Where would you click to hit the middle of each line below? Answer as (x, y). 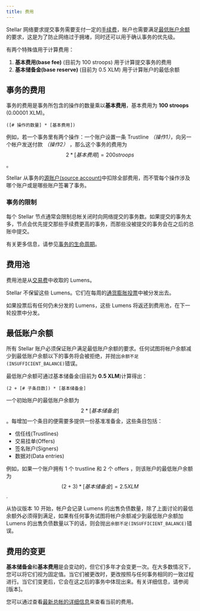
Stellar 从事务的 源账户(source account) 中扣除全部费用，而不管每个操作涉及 (98, 178)
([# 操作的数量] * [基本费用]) (41, 126)
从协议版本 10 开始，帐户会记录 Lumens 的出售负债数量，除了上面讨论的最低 (100, 509)
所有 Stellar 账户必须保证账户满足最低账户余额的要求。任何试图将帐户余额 (96, 349)
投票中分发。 (27, 312)
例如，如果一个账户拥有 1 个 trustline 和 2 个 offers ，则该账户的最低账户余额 (100, 469)
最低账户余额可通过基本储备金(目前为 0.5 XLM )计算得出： (77, 376)
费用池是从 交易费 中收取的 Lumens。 (51, 280)
